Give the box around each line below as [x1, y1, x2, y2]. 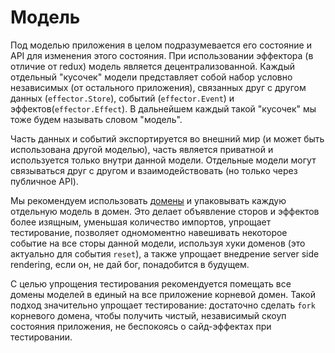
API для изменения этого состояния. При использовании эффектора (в [10, 49, 314, 61]
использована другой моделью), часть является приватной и [10, 143, 274, 155]
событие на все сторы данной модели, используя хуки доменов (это [10, 237, 306, 249]
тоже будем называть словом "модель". [10, 113, 183, 125]
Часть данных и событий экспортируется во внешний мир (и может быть [10, 132, 325, 145]
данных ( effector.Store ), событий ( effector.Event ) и [10, 92, 235, 104]
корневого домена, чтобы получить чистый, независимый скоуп [10, 309, 287, 321]
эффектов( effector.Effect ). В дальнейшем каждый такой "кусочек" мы [10, 102, 317, 115]
